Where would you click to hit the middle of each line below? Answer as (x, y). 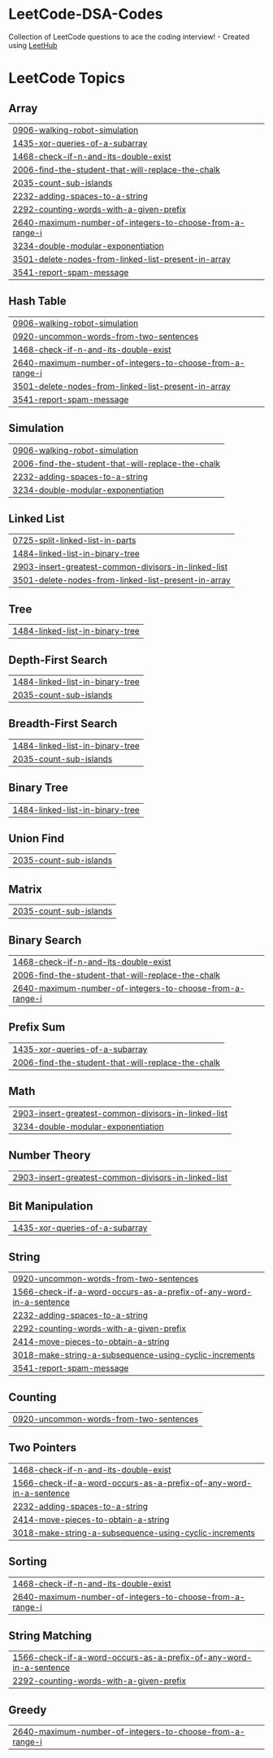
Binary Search (45, 940)
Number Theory (50, 1156)
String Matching (50, 1636)
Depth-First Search (58, 660)
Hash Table (37, 301)
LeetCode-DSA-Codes (86, 14)
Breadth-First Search (63, 724)
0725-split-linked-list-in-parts (74, 540)
